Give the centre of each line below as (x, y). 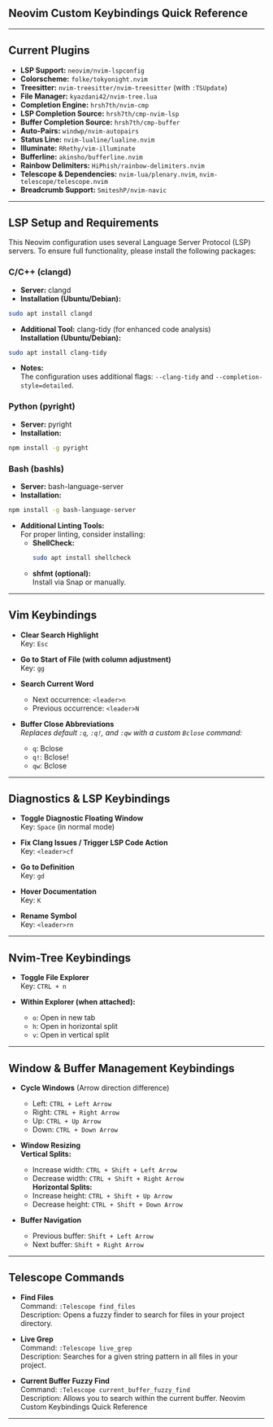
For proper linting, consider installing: (82, 534)
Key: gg (32, 668)
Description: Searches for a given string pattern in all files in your (129, 1356)
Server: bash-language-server (72, 486)
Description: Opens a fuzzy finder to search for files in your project (132, 1315)
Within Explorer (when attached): (78, 1002)
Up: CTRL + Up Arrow (67, 1121)
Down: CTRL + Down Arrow (75, 1129)
